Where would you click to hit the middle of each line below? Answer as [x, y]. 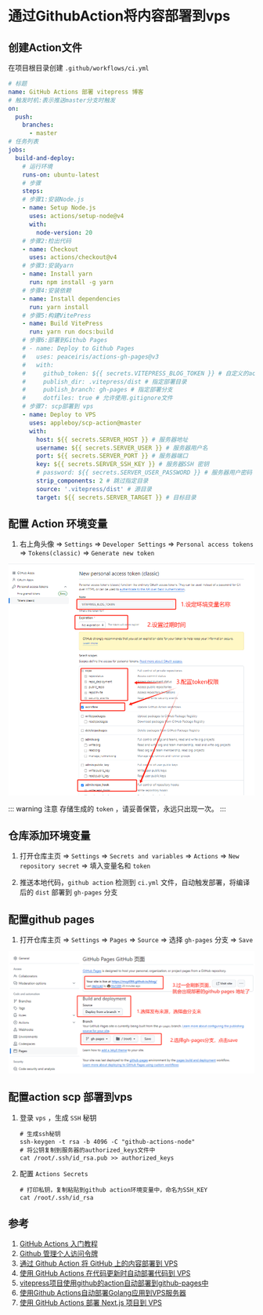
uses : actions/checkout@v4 [73, 257]
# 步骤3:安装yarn [48, 266]
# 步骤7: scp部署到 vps [58, 406]
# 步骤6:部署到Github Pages [65, 341]
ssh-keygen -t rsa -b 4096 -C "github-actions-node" [107, 1142]
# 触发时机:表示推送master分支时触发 [62, 100]
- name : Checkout [50, 249]
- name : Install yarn [57, 274]
